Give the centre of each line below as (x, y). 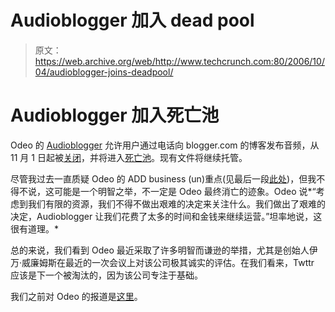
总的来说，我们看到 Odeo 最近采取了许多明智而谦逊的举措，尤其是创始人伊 (164, 250)
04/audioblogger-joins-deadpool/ (104, 72)
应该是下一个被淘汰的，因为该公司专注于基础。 (106, 275)
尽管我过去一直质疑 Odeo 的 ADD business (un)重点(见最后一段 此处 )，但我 (163, 178)
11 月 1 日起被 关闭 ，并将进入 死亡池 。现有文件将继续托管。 (129, 157)
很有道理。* (35, 228)
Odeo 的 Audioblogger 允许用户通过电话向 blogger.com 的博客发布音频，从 (165, 145)
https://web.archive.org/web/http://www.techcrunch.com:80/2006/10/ (179, 61)
